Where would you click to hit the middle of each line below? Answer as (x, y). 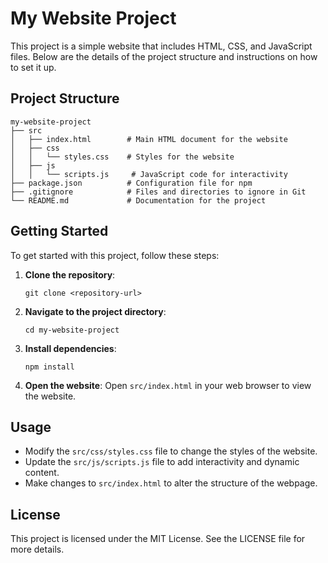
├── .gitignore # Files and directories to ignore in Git (158, 192)
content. (42, 473)
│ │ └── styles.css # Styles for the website (122, 157)
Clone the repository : (70, 274)
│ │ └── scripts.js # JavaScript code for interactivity (149, 174)
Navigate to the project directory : (95, 311)
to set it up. (33, 67)
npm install (49, 367)
